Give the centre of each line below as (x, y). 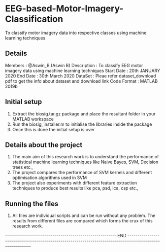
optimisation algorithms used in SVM (49, 178)
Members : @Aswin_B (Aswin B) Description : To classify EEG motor (74, 65)
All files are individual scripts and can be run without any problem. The (84, 216)
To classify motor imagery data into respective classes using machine (76, 33)
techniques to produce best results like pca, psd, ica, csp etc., (75, 188)
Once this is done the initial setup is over (53, 129)
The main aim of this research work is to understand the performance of (85, 157)
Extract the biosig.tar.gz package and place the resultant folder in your (84, 113)
